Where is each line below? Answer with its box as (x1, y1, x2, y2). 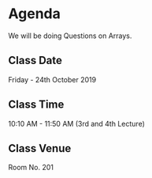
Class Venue (8, 142, 72, 155)
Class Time (8, 98, 65, 112)
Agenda (8, 5, 61, 23)
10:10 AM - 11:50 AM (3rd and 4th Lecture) (8, 119, 146, 128)
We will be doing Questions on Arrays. (8, 31, 132, 40)
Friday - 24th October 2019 (8, 74, 97, 84)
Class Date (8, 54, 63, 67)
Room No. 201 (8, 163, 54, 172)
